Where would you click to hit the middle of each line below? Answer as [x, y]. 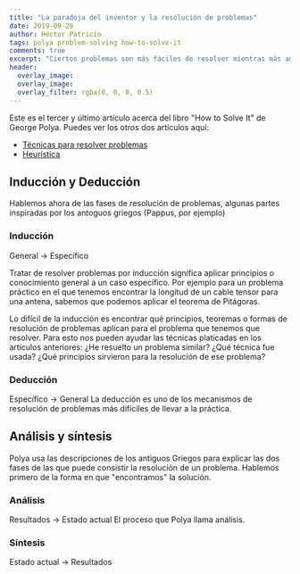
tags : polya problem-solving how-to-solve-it [95, 42]
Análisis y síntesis [61, 437]
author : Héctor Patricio [55, 34]
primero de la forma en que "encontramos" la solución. [110, 477]
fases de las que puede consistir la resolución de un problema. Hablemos [144, 467]
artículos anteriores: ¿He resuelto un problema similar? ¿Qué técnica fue [142, 347]
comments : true [37, 51]
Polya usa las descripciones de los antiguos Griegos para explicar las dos [145, 458]
